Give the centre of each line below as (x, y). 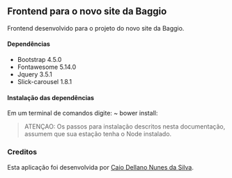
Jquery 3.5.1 (34, 74)
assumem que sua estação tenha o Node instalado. (98, 134)
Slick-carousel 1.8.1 (44, 82)
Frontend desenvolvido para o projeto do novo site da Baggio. (96, 28)
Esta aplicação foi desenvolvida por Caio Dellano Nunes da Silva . (100, 167)
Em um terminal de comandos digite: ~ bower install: (83, 113)
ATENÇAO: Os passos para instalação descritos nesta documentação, (125, 127)
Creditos (22, 152)
